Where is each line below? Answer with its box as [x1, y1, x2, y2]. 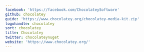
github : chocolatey [5, 12, 46, 17]
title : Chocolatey [5, 30, 43, 35]
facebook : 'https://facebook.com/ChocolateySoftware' [5, 7, 120, 12]
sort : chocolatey [5, 26, 41, 31]
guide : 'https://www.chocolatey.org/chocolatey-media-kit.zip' [5, 16, 140, 21]
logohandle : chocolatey [5, 21, 55, 26]
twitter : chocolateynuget [5, 35, 59, 40]
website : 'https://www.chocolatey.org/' [5, 40, 91, 45]
